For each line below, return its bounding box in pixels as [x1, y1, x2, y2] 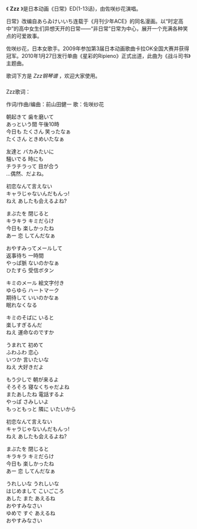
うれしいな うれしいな [6, 480, 59, 487]
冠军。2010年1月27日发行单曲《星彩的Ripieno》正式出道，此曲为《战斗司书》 [6, 53, 191, 59]
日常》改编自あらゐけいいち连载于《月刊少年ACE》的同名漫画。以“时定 [6, 18, 178, 25]
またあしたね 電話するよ [6, 390, 65, 397]
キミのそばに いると [6, 314, 54, 321]
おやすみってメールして [6, 244, 63, 252]
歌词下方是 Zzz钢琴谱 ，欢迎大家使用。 [6, 73, 101, 79]
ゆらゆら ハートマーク [6, 286, 59, 293]
